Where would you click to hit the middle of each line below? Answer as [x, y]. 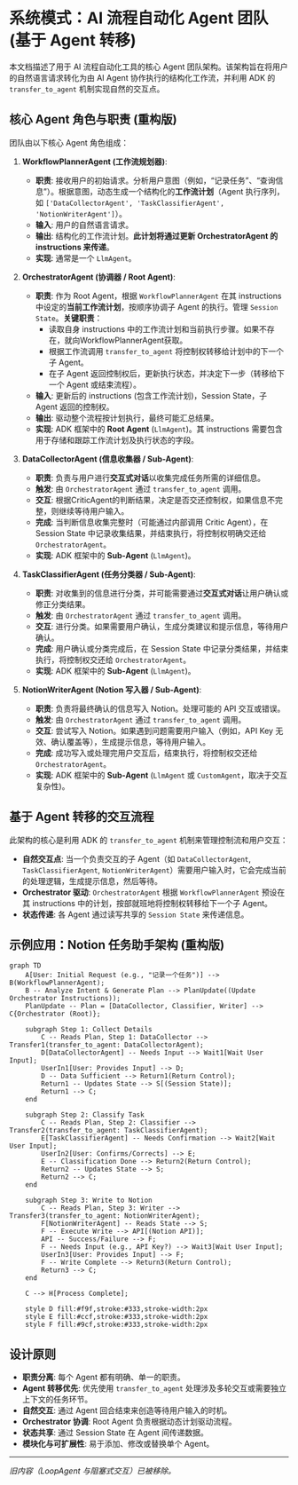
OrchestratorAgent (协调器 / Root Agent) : [98, 277]
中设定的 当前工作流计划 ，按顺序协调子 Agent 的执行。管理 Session [157, 306]
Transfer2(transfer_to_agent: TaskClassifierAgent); [109, 1131]
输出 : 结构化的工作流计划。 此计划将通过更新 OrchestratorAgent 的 [157, 235]
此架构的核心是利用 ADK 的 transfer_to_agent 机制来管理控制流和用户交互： [149, 840]
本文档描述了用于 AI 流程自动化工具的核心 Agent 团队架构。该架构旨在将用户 [149, 67]
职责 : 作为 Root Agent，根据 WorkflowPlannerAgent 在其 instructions [158, 296]
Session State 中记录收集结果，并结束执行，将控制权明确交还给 [151, 533]
